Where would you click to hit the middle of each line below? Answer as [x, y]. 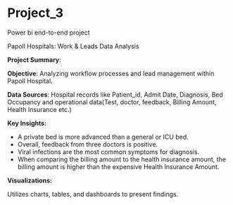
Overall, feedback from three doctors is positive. [88, 144]
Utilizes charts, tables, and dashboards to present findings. [93, 194]
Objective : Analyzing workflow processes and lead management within [111, 73]
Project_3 [36, 13]
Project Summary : [34, 60]
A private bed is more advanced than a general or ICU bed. [103, 137]
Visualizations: [30, 180]
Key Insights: [27, 123]
